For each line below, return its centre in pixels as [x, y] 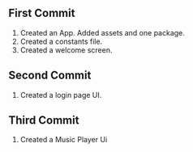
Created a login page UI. [61, 95]
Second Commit [50, 76]
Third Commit [44, 120]
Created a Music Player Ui [64, 140]
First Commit [42, 13]
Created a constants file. [61, 41]
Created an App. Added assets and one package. [102, 32]
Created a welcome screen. [66, 50]
